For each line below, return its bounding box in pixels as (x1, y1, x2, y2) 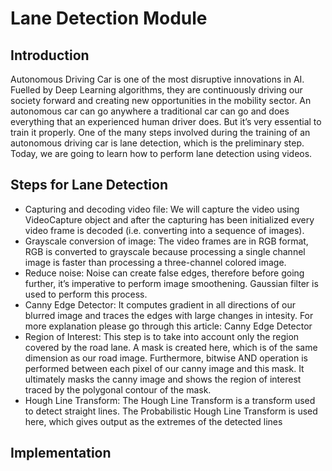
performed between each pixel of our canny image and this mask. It (24, 362, 305, 374)
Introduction (10, 47, 90, 64)
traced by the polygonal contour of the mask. (24, 383, 212, 396)
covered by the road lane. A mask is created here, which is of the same (24, 341, 318, 353)
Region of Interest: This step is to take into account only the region (24, 330, 300, 342)
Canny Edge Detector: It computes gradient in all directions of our (24, 298, 296, 311)
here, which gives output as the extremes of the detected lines (24, 415, 283, 427)
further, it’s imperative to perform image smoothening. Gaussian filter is (24, 277, 319, 289)
